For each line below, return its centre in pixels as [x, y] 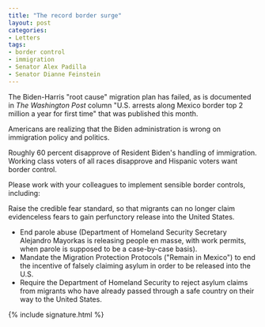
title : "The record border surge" [65, 15]
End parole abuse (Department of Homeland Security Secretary [123, 232]
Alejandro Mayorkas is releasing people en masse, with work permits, [133, 240]
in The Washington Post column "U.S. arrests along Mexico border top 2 [126, 105]
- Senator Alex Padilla [47, 67]
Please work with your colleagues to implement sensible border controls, [127, 184]
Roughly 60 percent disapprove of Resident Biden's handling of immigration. [132, 152]
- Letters [25, 38]
